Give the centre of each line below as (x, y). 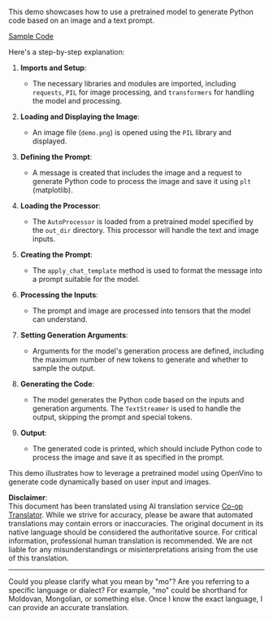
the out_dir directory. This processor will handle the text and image (145, 230)
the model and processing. (77, 101)
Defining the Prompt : (56, 157)
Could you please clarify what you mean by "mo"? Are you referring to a (129, 581)
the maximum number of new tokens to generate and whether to (140, 359)
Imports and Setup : (53, 68)
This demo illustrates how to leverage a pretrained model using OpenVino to (135, 473)
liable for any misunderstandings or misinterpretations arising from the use (133, 550)
